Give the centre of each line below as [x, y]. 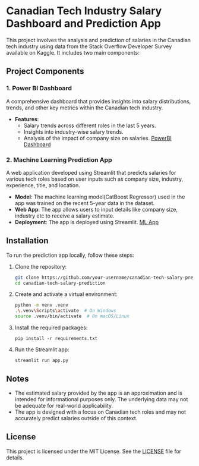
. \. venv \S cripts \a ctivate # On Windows [65, 311]
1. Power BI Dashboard [39, 89]
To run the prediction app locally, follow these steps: [70, 255]
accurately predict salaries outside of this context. [76, 418]
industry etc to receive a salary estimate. [64, 216]
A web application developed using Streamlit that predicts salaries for [91, 172]
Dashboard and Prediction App [84, 23]
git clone [27, 278]
